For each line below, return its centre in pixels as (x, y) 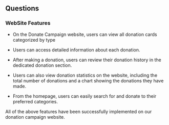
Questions (22, 8)
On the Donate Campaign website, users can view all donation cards (85, 34)
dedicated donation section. (42, 65)
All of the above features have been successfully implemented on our (79, 111)
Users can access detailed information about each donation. (76, 50)
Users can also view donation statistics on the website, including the (85, 75)
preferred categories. (35, 101)
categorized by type (34, 40)
